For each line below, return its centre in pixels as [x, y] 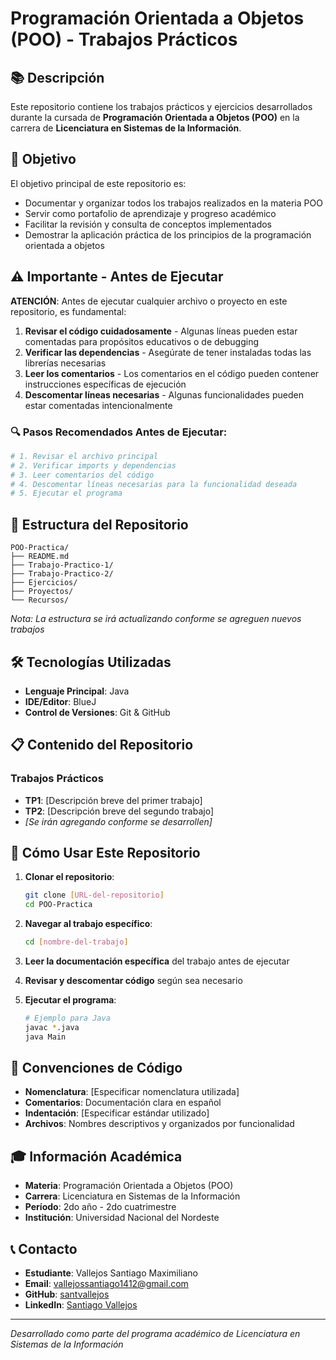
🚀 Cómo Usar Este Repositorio [105, 853]
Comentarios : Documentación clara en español [123, 1103]
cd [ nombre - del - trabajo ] [76, 942]
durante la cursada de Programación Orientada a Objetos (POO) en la [155, 117]
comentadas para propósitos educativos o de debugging [142, 341]
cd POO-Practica [58, 905]
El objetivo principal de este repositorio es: [98, 183]
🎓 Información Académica [96, 1156]
